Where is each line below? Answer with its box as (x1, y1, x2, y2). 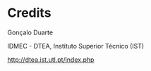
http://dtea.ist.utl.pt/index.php (7, 55, 95, 64)
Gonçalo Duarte (7, 28, 54, 37)
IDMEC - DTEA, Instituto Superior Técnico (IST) (7, 41, 145, 50)
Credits (7, 5, 52, 21)
